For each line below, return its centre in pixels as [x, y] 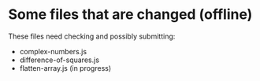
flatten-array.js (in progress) [65, 68]
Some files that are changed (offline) [130, 15]
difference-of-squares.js [59, 60]
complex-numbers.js [53, 51]
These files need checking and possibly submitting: [92, 36]
